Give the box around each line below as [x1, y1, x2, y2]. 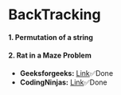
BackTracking [8, 6, 101, 24]
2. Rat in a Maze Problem [8, 50, 92, 61]
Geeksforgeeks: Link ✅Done [19, 68, 114, 77]
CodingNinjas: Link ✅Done [19, 77, 107, 87]
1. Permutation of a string [8, 32, 94, 42]
